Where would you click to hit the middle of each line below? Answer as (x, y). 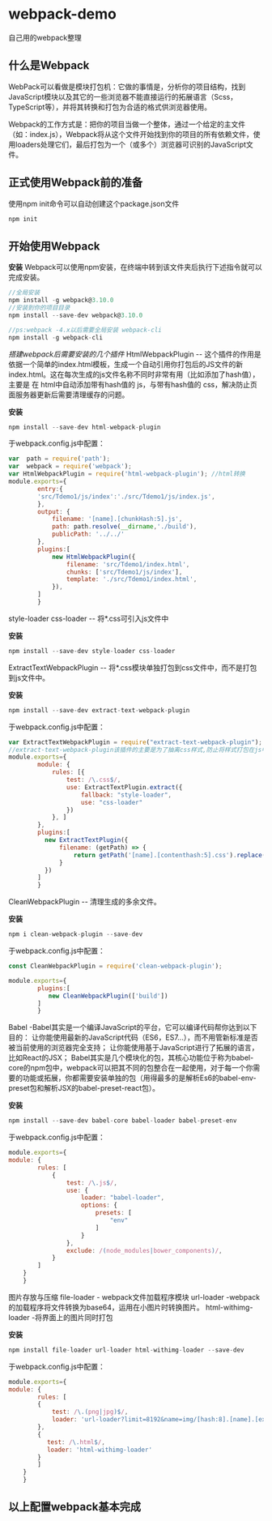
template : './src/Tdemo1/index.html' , (132, 579)
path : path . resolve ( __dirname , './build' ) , (124, 527)
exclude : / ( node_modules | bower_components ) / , (144, 1250)
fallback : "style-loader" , (126, 795)
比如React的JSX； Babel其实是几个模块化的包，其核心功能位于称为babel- (131, 1057)
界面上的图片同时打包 (77, 1317)
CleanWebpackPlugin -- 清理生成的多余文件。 (85, 902)
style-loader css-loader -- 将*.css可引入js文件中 (89, 618)
